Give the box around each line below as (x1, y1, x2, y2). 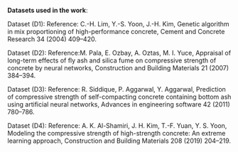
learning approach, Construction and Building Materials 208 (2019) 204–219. (7, 136, 232, 145)
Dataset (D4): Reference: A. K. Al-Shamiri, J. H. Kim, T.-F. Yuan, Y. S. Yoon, (7, 121, 227, 130)
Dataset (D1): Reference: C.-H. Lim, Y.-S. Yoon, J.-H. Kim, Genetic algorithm (7, 20, 229, 28)
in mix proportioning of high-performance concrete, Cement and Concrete (7, 28, 225, 36)
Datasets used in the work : (7, 6, 88, 14)
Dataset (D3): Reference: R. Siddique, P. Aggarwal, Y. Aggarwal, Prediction (7, 85, 226, 93)
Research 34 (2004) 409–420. (7, 35, 97, 43)
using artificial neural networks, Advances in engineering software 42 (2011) (7, 100, 230, 109)
